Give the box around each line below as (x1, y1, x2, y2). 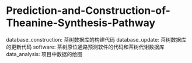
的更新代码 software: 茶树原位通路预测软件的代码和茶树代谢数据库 (6, 43, 165, 50)
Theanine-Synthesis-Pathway (6, 16, 156, 29)
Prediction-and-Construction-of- (6, 4, 171, 17)
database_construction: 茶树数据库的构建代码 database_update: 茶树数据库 (6, 36, 187, 43)
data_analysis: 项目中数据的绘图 (6, 50, 83, 57)
